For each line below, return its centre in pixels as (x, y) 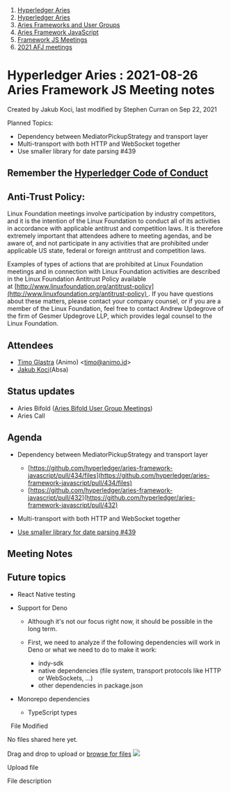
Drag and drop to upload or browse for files (70, 754)
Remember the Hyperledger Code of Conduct (108, 173)
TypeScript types (53, 712)
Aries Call (31, 416)
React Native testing (46, 594)
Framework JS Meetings (52, 40)
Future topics (37, 578)
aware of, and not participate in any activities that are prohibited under (108, 243)
